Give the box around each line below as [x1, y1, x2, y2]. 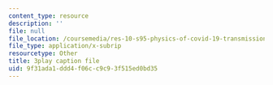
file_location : [8, 34, 60, 43]
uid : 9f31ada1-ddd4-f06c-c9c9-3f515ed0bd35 [8, 65, 158, 73]
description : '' [8, 19, 63, 28]
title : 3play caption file [8, 57, 100, 66]
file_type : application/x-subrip [8, 42, 122, 50]
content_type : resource [8, 11, 89, 20]
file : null [8, 27, 45, 35]
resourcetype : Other [8, 49, 79, 57]
